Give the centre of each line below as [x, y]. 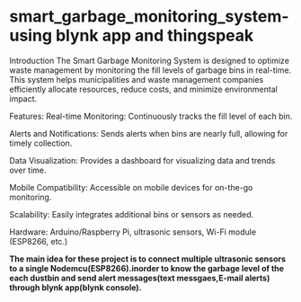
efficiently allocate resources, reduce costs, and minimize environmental [144, 89]
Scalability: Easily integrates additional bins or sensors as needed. [132, 214]
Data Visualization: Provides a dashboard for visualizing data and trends [142, 160]
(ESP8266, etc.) [39, 241]
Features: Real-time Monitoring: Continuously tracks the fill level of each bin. [151, 116]
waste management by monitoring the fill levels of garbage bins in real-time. [150, 70]
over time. [28, 170]
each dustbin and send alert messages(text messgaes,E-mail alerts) [140, 278]
